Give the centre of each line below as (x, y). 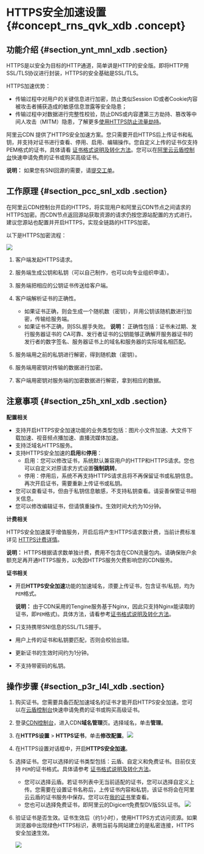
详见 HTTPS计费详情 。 (35, 539)
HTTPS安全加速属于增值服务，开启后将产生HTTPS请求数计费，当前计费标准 (101, 532)
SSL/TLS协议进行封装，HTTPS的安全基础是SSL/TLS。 (74, 73)
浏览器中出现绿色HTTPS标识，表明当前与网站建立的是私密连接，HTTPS (104, 825)
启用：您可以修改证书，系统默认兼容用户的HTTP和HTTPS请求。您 (107, 460)
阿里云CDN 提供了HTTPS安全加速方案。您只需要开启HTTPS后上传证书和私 (100, 135)
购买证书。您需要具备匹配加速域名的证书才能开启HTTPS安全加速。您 (101, 702)
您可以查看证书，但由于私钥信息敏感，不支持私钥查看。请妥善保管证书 (103, 491)
